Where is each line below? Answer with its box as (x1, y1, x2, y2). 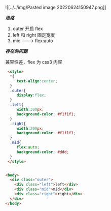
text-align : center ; (16, 78, 58, 83)
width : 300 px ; (16, 107, 44, 112)
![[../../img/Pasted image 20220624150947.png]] (5, 5, 106, 10)
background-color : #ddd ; (16, 149, 69, 155)
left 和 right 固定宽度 (12, 32, 55, 38)
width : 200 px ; (16, 126, 44, 131)
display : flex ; (16, 93, 47, 98)
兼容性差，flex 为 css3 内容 (5, 59, 62, 65)
